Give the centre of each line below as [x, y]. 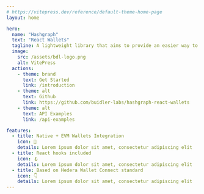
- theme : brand [37, 74]
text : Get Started [46, 80]
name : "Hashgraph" [35, 34]
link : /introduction [49, 85]
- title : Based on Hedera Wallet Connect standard [78, 170]
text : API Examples [47, 113]
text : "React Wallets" [41, 40]
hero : [13, 29]
